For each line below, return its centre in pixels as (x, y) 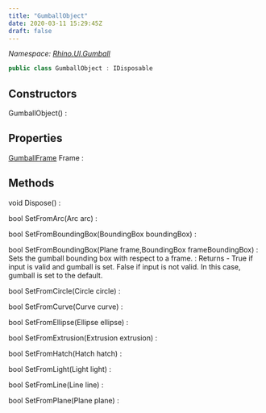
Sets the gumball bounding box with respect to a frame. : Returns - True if (131, 258)
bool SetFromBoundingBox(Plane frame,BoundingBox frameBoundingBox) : (133, 249)
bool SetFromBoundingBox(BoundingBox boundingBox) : (102, 234)
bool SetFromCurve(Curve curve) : (66, 307)
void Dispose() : (35, 202)
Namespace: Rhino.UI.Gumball (59, 54)
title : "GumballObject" (48, 16)
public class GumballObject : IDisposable (81, 69)
